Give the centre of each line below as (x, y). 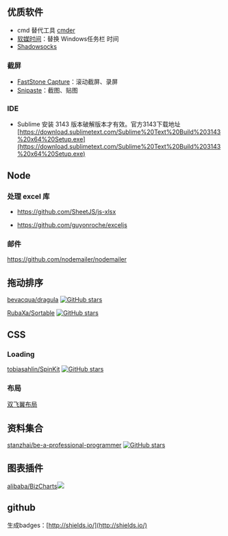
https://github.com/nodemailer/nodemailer (67, 259)
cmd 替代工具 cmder (46, 30)
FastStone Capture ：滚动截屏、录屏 (67, 82)
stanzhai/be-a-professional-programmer (64, 445)
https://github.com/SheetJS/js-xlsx (66, 212)
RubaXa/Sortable (31, 313)
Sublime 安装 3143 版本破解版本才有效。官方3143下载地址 (99, 124)
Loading (21, 354)
